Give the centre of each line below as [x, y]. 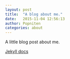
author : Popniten [23, 23]
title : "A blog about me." [34, 14]
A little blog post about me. [33, 42]
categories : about [24, 28]
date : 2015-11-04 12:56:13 [35, 19]
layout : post [18, 10]
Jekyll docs [17, 52]
